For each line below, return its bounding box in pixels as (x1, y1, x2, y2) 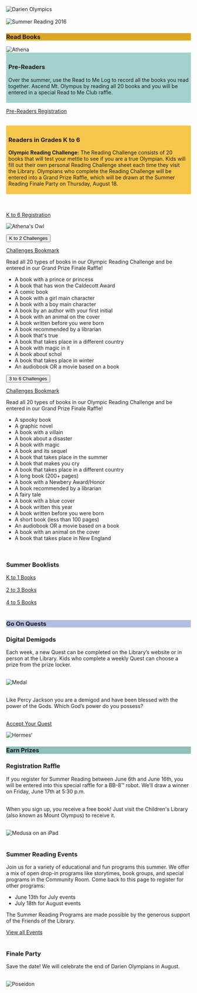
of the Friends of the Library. (6, 917, 75, 924)
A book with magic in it (14, 344, 70, 351)
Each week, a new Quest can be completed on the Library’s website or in (6, 649, 182, 656)
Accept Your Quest (6, 720, 52, 727)
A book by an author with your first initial (14, 307, 113, 314)
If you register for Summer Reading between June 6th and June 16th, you (6, 775, 184, 782)
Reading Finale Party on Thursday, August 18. (8, 180, 118, 187)
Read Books (6, 32, 41, 40)
